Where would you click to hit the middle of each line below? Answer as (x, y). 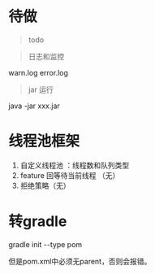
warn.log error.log (39, 72)
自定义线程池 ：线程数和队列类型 (75, 165)
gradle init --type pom (45, 244)
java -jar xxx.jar (34, 106)
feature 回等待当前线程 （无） (70, 175)
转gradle (38, 222)
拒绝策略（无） (45, 185)
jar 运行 (41, 89)
